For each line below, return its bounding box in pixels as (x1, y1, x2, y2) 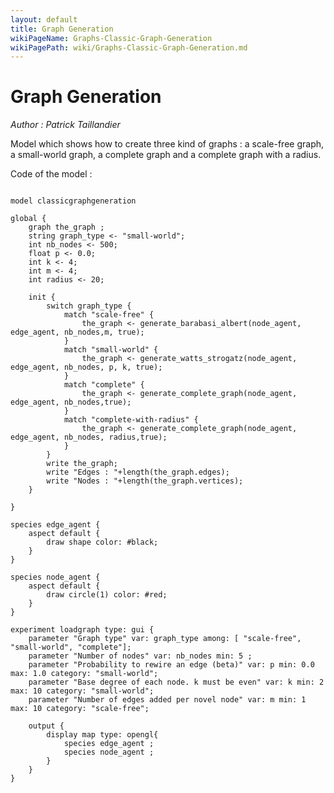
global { (10, 214, 47, 224)
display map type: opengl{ (46, 730, 159, 740)
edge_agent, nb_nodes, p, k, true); (10, 362, 163, 373)
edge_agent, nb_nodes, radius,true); (10, 432, 168, 443)
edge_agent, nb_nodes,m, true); (10, 327, 145, 338)
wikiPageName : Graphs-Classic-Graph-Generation (10, 33, 213, 43)
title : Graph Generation (10, 24, 114, 34)
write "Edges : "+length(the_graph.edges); (46, 467, 230, 478)
